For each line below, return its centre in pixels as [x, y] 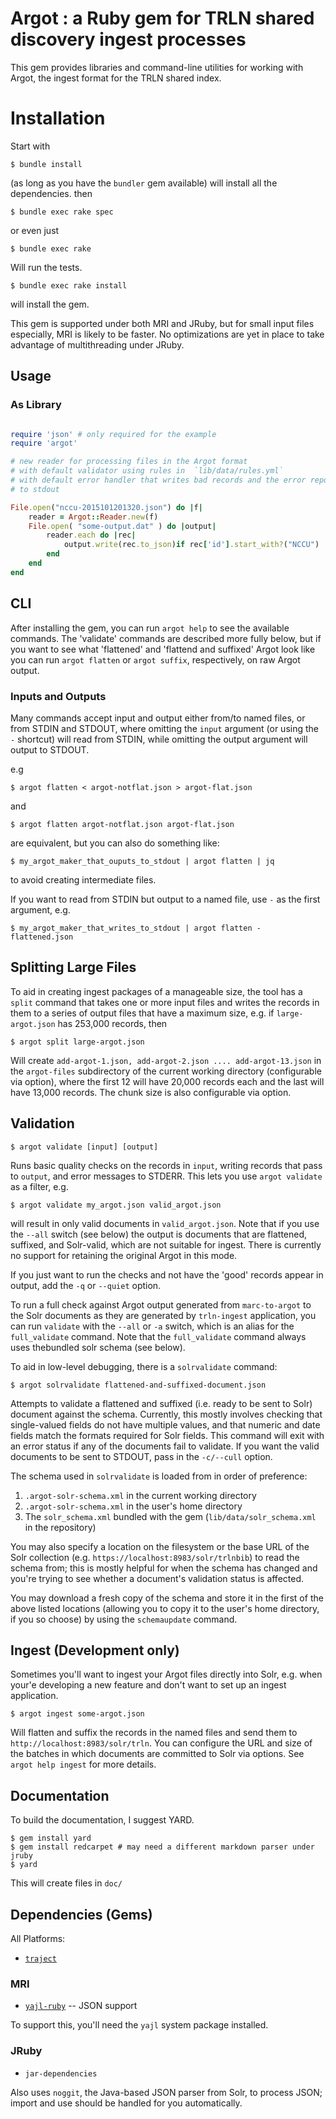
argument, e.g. [40, 909]
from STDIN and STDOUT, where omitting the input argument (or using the [164, 728]
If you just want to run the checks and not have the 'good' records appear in [167, 1274]
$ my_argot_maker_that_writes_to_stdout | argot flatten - [136, 928]
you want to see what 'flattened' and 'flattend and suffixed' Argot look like [163, 649]
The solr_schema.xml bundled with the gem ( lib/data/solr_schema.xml [170, 1516]
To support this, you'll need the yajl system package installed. [139, 2025]
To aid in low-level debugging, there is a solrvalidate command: [144, 1366]
